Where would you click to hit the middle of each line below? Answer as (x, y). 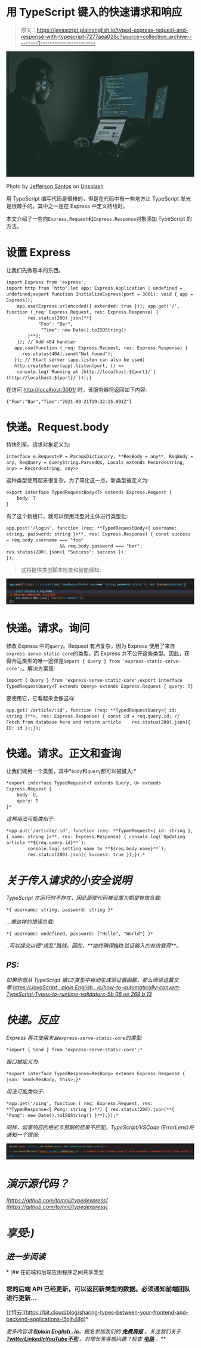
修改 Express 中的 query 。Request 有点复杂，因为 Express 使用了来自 (91, 646)
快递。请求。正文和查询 (64, 753)
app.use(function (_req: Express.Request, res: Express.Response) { (101, 348)
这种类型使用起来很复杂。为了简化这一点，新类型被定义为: (78, 481)
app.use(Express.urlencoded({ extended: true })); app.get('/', (98, 306)
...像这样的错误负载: (30, 922)
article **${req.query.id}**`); (46, 843)
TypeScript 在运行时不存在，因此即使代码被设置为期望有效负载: (84, 898)
